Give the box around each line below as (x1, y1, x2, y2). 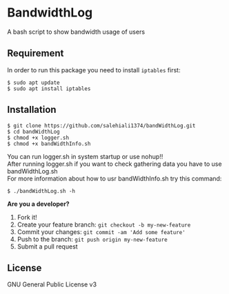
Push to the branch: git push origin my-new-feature (17, 235, 168, 243)
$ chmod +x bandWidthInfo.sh (7, 140, 91, 147)
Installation (7, 104, 57, 116)
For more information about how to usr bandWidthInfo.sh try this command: (7, 174, 222, 182)
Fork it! (17, 213, 38, 221)
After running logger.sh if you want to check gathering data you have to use (7, 160, 222, 168)
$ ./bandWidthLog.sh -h (7, 187, 76, 194)
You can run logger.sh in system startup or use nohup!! (7, 152, 163, 160)
